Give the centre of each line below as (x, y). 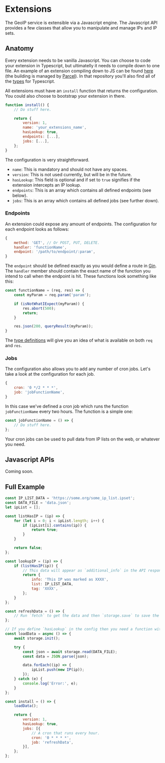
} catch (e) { (28, 679)
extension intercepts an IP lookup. (47, 185)
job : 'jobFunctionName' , (39, 392)
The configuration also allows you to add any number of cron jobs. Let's (78, 369)
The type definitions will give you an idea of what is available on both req (79, 340)
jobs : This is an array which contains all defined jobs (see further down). (85, 200)
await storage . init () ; (37, 638)
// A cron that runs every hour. (65, 733)
